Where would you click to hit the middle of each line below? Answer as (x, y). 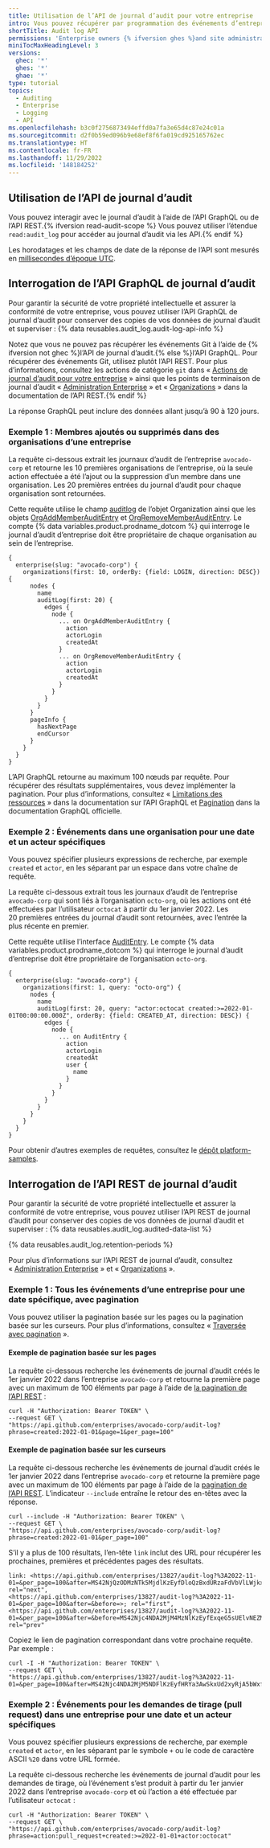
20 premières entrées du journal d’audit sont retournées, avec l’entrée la (128, 918)
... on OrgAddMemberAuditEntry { (115, 621)
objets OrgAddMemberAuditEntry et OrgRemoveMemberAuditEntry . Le (125, 518)
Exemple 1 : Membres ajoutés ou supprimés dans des (114, 432)
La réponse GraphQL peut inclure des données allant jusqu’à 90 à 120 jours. (134, 411)
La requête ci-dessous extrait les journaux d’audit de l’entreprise (115, 460)
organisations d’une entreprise (70, 441)
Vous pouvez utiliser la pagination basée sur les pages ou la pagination (126, 1317)
